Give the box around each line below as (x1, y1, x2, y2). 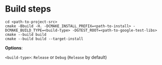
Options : (5, 45, 23, 50)
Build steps (5, 3, 51, 15)
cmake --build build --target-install (5, 36, 83, 41)
